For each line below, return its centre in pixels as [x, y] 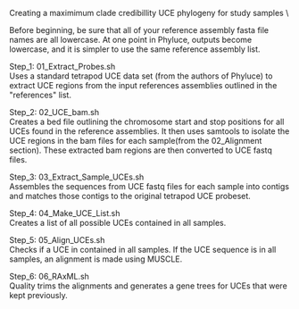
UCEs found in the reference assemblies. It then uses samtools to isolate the [149, 131]
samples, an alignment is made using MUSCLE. [96, 259]
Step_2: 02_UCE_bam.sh [54, 112]
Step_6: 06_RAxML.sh [49, 276]
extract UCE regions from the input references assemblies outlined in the [143, 85]
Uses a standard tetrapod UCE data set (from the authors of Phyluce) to [141, 76]
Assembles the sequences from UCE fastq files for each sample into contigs [149, 186]
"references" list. [40, 95]
